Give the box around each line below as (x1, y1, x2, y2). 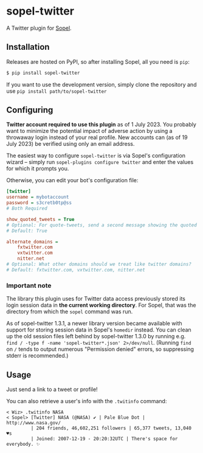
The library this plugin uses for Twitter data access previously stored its (6, 295, 185, 302)
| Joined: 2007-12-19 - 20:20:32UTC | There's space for (30, 435, 178, 441)
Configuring (6, 105, 53, 115)
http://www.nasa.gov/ (6, 420, 61, 426)
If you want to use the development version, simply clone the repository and (6, 81, 197, 88)
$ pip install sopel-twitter (6, 70, 80, 76)
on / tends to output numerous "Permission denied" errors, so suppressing (6, 346, 194, 353)
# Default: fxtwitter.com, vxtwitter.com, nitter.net (6, 267, 146, 273)
